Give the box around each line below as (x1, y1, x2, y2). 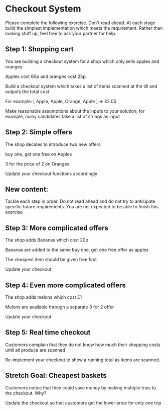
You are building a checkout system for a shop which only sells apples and (5, 58, 159, 64)
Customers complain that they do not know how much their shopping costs (5, 342, 160, 348)
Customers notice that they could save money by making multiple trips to (5, 384, 156, 390)
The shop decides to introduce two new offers (5, 141, 101, 147)
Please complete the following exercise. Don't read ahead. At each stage (5, 20, 155, 26)
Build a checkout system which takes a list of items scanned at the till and (5, 83, 157, 89)
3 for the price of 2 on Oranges (5, 160, 70, 167)
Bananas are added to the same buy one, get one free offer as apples (5, 247, 149, 253)
